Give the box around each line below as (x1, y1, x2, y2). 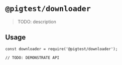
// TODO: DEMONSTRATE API (5, 55, 59, 60)
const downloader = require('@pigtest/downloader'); (5, 46, 118, 51)
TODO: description (17, 18, 57, 24)
